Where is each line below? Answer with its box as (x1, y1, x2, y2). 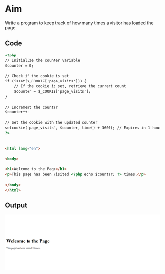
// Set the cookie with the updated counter (5, 120, 98, 125)
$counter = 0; (5, 63, 34, 68)
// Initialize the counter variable (5, 58, 80, 63)
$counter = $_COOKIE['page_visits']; (14, 89, 91, 94)
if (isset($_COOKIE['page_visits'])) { (5, 79, 87, 84)
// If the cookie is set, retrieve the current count (14, 84, 126, 89)
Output (5, 201, 27, 209)
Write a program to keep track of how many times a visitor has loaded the (5, 20, 154, 26)
